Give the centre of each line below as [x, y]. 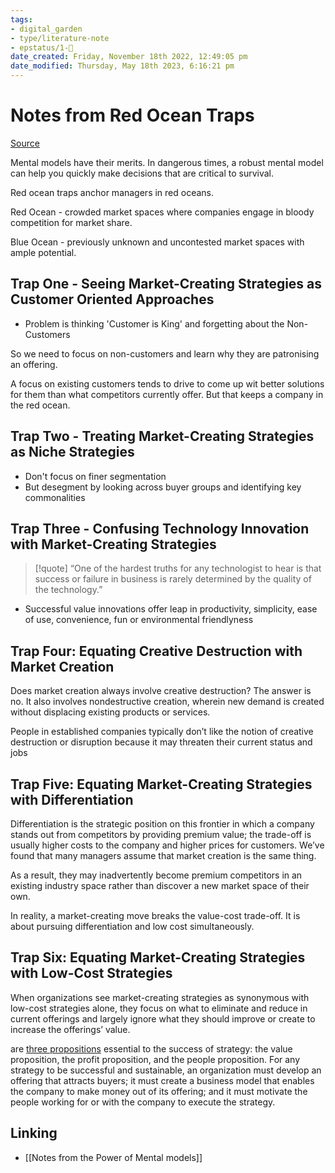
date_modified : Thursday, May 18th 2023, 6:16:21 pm [122, 66]
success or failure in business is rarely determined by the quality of [173, 579]
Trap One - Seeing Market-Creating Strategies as [166, 284]
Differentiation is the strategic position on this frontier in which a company [162, 824]
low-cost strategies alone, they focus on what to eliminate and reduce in [159, 1008]
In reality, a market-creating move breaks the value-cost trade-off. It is [155, 915]
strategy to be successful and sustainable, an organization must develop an [166, 1070]
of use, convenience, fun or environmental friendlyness [139, 620]
